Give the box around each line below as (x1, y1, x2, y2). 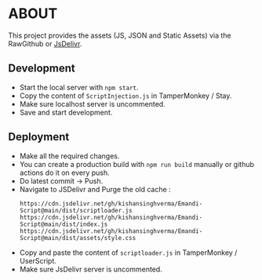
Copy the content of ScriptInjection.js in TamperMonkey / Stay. (19, 91, 232, 100)
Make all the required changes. (19, 151, 120, 161)
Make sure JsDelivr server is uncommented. (19, 264, 162, 274)
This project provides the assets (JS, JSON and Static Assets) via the (8, 31, 231, 40)
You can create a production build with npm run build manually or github (19, 159, 255, 169)
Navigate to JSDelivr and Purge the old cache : (19, 184, 171, 194)
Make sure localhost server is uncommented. (19, 99, 166, 108)
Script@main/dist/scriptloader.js (19, 206, 133, 214)
